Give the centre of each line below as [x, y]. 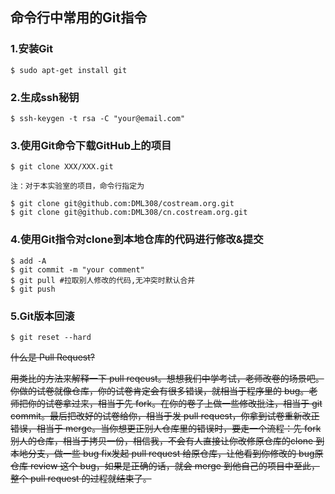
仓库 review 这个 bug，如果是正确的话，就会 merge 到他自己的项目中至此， [165, 465]
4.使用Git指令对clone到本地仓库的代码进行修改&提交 [137, 240]
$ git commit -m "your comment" [77, 269]
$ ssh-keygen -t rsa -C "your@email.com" [98, 118]
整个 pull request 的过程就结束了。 [81, 478]
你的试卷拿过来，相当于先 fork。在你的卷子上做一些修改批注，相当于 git [175, 403]
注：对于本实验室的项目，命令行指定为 [77, 186]
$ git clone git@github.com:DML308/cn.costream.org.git [129, 213]
